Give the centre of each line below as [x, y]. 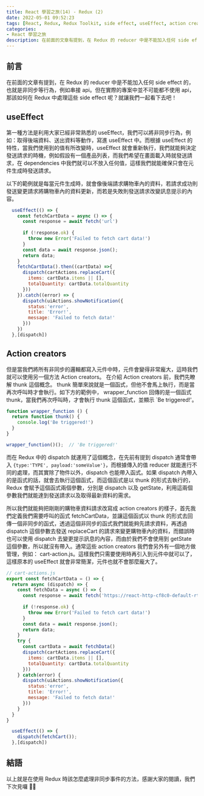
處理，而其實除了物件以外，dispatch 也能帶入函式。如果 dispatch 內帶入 [107, 472]
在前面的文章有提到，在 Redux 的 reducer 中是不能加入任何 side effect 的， [100, 82]
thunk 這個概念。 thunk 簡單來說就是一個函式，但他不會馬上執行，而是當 [104, 384]
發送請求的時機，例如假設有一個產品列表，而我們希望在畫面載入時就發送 [97, 155]
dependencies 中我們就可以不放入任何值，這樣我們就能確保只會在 [106, 163]
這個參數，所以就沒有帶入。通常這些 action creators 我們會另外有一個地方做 [101, 546]
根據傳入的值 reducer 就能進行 [154, 465]
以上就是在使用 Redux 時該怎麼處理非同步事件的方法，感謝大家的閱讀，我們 [101, 779]
